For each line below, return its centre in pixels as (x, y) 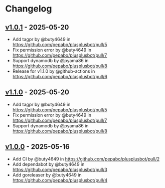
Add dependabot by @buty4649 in (48, 164)
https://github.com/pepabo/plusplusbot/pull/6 (60, 76)
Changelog (29, 9)
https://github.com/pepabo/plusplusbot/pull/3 (60, 169)
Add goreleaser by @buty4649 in (47, 175)
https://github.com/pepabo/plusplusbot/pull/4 (60, 180)
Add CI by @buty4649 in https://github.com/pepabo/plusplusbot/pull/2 (86, 159)
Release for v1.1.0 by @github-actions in (54, 71)
